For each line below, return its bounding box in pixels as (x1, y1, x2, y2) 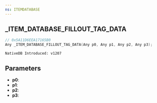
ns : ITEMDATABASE (5, 7, 40, 12)
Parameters (5, 64, 41, 73)
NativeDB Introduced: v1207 (5, 51, 62, 56)
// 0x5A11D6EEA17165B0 (5, 38, 51, 43)
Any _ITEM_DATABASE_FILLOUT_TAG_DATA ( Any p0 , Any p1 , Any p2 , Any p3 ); (5, 42, 153, 47)
